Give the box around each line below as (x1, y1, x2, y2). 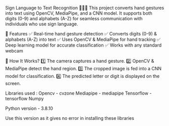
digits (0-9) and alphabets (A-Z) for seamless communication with (5, 16, 143, 21)
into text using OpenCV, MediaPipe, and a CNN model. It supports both (5, 10, 153, 16)
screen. (5, 80, 21, 86)
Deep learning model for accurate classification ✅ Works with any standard (5, 42, 162, 48)
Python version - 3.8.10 (5, 105, 53, 111)
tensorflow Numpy (5, 96, 44, 101)
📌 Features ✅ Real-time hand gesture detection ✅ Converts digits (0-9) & (5, 31, 157, 36)
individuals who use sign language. (5, 21, 78, 27)
